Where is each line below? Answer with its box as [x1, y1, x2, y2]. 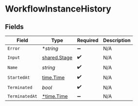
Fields [5, 23, 24, 31]
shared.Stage [42, 54, 73, 61]
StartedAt [7, 75, 30, 80]
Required [77, 37, 98, 44]
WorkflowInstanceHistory [5, 3, 111, 15]
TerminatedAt [7, 93, 38, 99]
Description [103, 37, 131, 44]
